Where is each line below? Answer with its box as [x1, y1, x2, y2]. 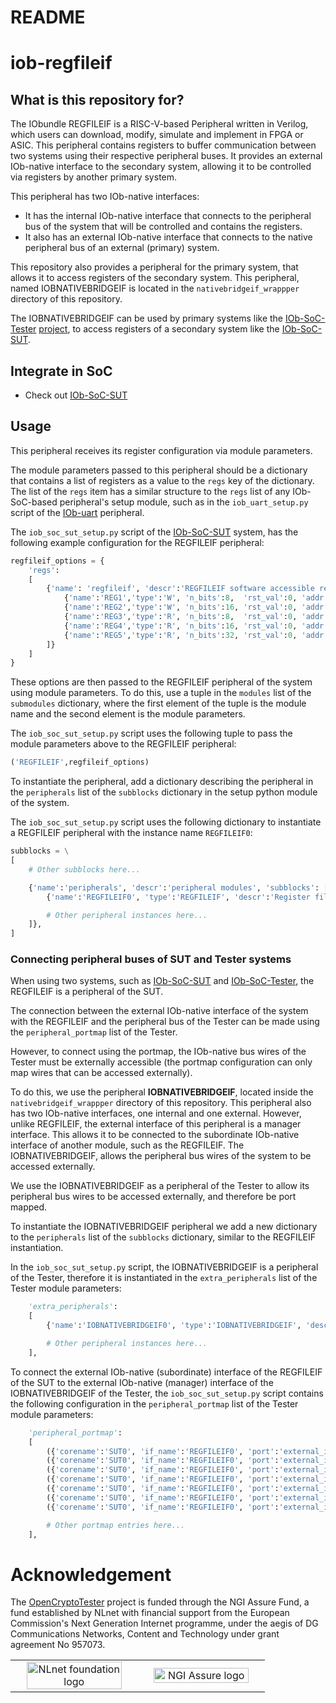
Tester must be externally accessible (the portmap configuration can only [10, 1056, 313, 1068]
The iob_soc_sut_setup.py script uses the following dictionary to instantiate [10, 816, 322, 828]
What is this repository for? [10, 91, 185, 108]
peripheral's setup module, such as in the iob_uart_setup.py [59, 496, 309, 508]
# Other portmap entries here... [46, 1520, 186, 1530]
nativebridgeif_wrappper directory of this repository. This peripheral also [10, 1097, 312, 1109]
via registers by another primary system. [10, 171, 178, 183]
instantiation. [10, 1242, 64, 1254]
